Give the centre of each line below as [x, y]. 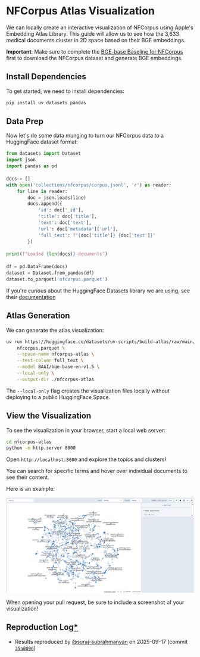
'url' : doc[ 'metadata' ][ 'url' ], [78, 229]
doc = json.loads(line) [57, 198]
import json [21, 160]
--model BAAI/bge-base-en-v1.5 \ [58, 367]
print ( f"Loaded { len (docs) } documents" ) [57, 254]
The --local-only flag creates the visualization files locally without [88, 391]
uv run [14, 342]
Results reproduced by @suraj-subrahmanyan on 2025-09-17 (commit [101, 642]
